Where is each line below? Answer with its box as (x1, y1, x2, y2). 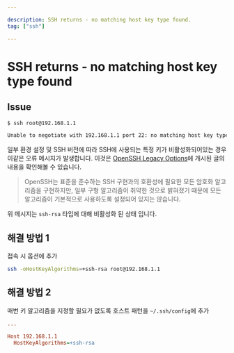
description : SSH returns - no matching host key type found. (7, 16, 192, 23)
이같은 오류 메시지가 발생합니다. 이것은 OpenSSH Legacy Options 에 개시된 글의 (7, 154, 225, 163)
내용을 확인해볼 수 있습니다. (7, 163, 82, 171)
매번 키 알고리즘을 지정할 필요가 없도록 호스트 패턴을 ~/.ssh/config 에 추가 (7, 306, 210, 315)
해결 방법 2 (7, 286, 52, 299)
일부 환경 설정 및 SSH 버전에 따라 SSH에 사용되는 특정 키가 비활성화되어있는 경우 (7, 145, 227, 154)
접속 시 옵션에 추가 (7, 252, 58, 261)
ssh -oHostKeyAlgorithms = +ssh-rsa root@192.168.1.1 (7, 265, 160, 273)
